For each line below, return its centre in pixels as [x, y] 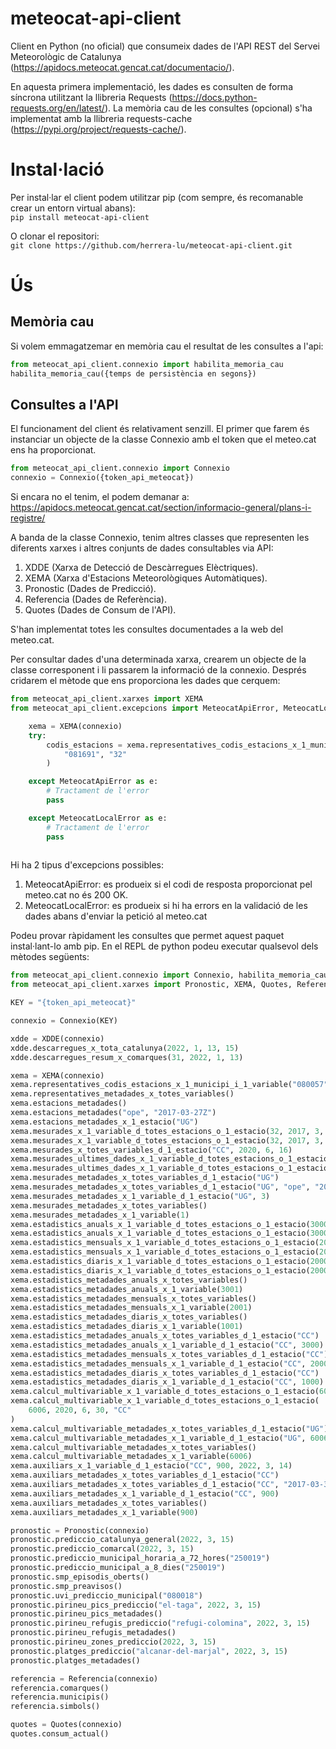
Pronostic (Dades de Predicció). [90, 589]
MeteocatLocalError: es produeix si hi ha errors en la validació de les [166, 906]
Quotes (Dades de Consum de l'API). [100, 610]
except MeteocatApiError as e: [93, 782]
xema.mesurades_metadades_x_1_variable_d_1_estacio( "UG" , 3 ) [140, 1196]
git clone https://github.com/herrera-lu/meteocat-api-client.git [151, 245]
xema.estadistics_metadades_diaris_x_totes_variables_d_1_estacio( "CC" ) [165, 1373]
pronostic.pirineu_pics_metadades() [86, 1614]
